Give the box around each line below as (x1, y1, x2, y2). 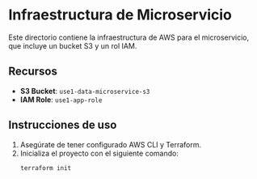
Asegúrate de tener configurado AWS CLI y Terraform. (19, 139, 202, 149)
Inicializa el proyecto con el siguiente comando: (19, 148, 179, 158)
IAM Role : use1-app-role (19, 95, 103, 104)
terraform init (19, 164, 72, 172)
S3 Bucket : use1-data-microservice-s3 (19, 86, 150, 96)
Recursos (8, 65, 58, 79)
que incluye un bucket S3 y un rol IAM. (8, 40, 137, 50)
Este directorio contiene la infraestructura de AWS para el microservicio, (8, 32, 249, 42)
